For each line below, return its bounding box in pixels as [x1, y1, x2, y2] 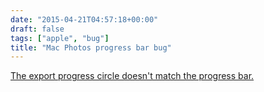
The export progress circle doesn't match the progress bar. [10, 70, 255, 82]
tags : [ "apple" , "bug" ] [10, 33, 110, 43]
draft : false [10, 24, 65, 34]
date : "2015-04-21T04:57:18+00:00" [10, 14, 159, 25]
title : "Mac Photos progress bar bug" [10, 42, 172, 53]
